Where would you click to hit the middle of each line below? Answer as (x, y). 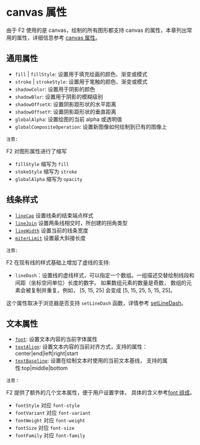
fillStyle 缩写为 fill (42, 164)
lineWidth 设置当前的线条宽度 (52, 230)
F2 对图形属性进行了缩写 (37, 151)
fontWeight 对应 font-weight (50, 420)
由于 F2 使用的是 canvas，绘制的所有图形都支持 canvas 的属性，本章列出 (97, 30)
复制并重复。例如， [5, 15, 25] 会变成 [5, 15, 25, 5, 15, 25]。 (103, 290)
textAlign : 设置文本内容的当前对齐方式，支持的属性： (81, 347)
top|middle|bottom (45, 368)
